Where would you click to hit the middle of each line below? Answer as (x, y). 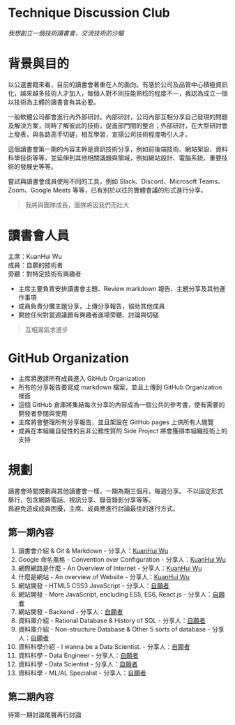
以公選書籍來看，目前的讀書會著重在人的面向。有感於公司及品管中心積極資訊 (118, 84)
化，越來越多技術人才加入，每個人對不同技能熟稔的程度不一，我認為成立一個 (118, 93)
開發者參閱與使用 (43, 413)
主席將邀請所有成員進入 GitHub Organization (82, 378)
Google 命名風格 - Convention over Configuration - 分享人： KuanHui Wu (122, 559)
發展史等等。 (38, 166)
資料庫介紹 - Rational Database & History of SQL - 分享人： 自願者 (112, 620)
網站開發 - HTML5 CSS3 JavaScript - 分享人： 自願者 (93, 585)
